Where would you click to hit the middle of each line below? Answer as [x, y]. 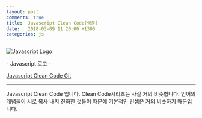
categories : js [25, 34]
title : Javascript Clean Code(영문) [52, 23]
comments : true [25, 17]
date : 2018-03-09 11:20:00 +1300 [51, 29]
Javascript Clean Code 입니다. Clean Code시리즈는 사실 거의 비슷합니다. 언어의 [101, 94]
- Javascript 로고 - [29, 64]
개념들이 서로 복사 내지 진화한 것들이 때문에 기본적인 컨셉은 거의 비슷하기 [91, 101]
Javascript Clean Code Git [39, 76]
